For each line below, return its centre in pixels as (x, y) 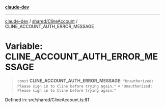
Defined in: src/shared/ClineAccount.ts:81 (47, 100)
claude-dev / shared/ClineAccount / (41, 21)
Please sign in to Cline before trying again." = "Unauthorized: (85, 86)
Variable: (24, 46)
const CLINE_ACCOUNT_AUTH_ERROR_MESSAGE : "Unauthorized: (85, 80)
